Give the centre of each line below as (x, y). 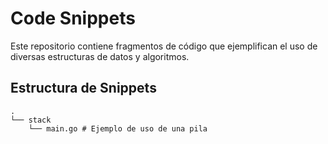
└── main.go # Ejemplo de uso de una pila (118, 128)
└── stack (31, 120)
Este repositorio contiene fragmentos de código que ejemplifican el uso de (164, 46)
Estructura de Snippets (83, 88)
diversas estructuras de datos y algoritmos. (100, 56)
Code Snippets (73, 18)
